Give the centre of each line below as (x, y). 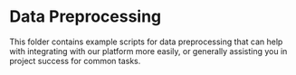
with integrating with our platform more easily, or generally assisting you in (148, 51)
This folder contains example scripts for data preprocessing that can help (146, 42)
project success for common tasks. (75, 61)
